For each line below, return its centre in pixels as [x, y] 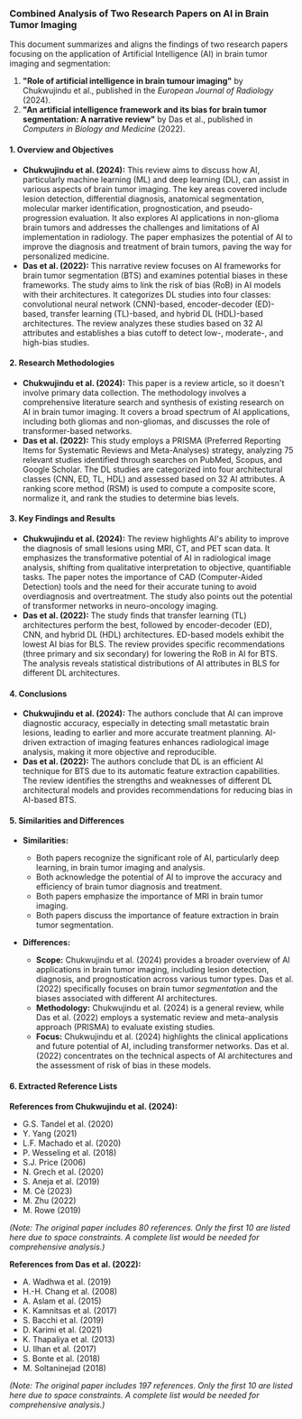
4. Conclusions [38, 694]
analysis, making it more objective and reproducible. [119, 752]
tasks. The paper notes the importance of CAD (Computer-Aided [142, 576]
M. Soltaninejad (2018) [64, 1368]
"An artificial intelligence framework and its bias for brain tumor [145, 110]
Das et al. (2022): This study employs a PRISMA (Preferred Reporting [151, 440]
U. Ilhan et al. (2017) [59, 1349]
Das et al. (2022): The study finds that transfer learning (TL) [134, 615]
